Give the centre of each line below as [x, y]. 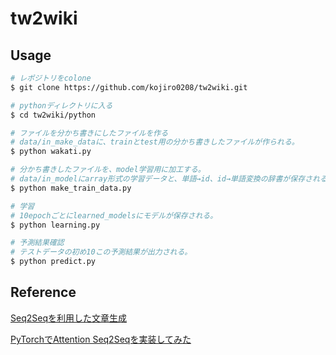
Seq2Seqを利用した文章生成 [68, 318]
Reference [43, 292]
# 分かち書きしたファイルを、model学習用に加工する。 [108, 170]
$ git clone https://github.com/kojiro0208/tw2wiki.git [129, 87]
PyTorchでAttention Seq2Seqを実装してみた [101, 339]
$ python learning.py [55, 225]
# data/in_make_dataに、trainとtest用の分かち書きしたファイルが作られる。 [155, 142]
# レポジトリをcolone [51, 78]
